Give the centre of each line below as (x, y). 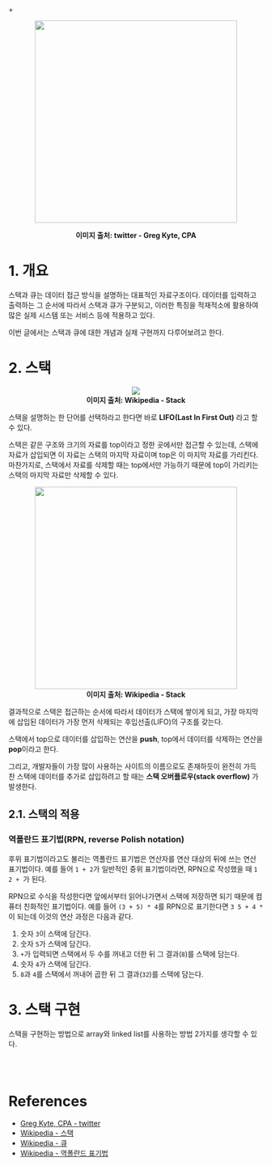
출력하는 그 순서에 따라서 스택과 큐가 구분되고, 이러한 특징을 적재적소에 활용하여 (133, 305)
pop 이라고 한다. (34, 748)
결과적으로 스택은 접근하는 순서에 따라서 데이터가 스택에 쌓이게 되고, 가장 (123, 711)
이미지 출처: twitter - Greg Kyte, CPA (136, 235)
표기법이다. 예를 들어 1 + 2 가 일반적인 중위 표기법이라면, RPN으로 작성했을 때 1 (133, 869)
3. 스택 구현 (44, 1009)
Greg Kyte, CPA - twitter (60, 1124)
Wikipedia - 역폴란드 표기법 (64, 1153)
